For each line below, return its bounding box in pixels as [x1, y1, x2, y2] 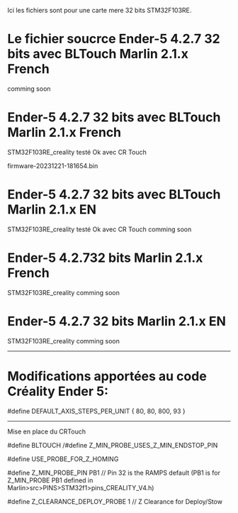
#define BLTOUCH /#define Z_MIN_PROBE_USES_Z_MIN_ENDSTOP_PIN [7, 441, 218, 449]
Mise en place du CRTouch [7, 427, 86, 436]
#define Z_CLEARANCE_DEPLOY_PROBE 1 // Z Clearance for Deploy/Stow [7, 497, 223, 506]
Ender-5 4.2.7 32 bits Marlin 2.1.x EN [7, 313, 227, 329]
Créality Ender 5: [7, 383, 108, 399]
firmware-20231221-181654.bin [7, 161, 98, 170]
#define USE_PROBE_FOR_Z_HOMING [7, 454, 119, 463]
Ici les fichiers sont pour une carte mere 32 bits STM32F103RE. [7, 6, 192, 14]
